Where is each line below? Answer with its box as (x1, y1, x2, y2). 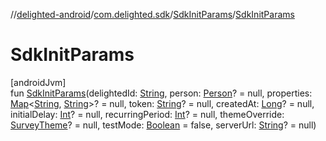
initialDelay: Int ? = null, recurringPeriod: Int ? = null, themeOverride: (10, 108, 285, 120)
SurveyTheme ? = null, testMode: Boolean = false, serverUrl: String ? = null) (10, 119, 317, 131)
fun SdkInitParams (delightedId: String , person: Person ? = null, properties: (10, 87, 313, 99)
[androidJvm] (10, 76, 67, 88)
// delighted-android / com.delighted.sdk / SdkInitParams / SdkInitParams (10, 9, 295, 20)
